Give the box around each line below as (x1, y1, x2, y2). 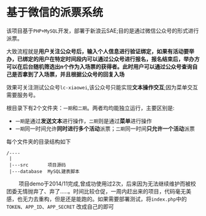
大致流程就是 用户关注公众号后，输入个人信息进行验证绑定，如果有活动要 (6, 47, 189, 55)
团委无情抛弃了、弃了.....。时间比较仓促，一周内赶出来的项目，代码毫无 (6, 187, 186, 195)
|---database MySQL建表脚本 (9, 168, 80, 174)
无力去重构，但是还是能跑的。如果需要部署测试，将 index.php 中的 (22, 195, 187, 203)
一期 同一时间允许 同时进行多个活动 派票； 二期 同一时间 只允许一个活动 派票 (15, 125, 195, 132)
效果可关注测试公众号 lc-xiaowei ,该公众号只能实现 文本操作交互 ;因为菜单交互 (6, 83, 198, 91)
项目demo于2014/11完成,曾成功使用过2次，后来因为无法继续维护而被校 (18, 180, 196, 187)
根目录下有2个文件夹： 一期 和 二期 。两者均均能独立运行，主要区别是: (6, 104, 175, 111)
